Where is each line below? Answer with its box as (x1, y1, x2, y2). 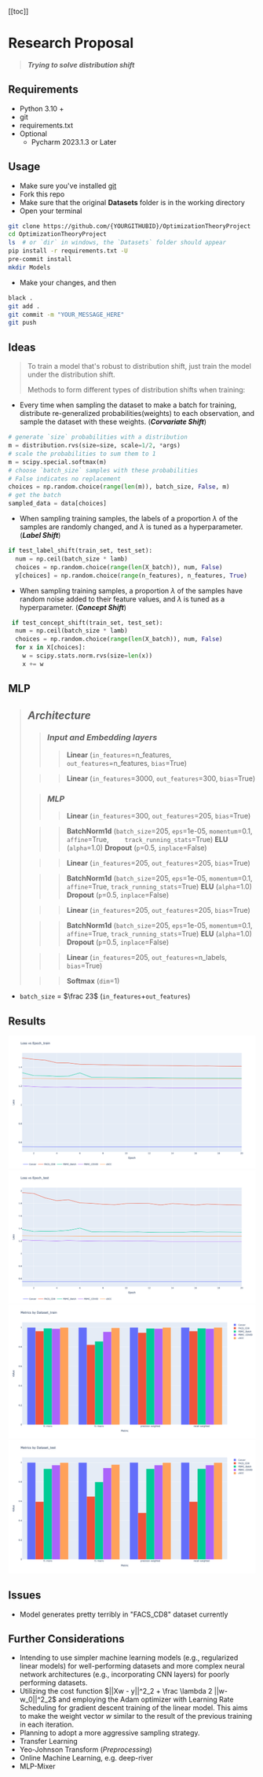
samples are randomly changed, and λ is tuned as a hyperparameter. (19, 522, 243, 532)
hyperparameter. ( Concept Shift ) (19, 602, 127, 612)
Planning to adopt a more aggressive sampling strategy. (19, 1728, 200, 1738)
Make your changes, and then (19, 278, 116, 287)
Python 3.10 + (19, 104, 64, 113)
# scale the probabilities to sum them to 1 (8, 450, 156, 458)
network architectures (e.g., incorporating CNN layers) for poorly (19, 1670, 230, 1680)
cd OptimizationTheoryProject (8, 230, 108, 238)
